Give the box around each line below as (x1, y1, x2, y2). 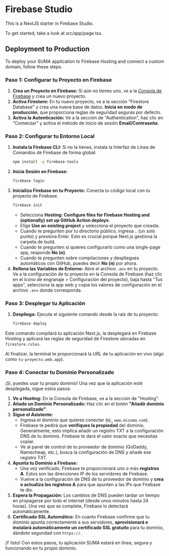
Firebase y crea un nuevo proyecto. (12, 93, 87, 99)
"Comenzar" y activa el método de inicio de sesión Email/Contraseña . (12, 120, 159, 126)
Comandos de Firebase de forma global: (12, 149, 97, 155)
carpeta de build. (20, 239, 56, 245)
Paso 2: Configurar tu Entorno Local (5, 133, 95, 140)
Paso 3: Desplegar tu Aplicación (5, 300, 86, 307)
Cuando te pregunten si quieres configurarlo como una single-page (20, 244, 160, 250)
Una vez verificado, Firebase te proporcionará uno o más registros (20, 465, 159, 471)
